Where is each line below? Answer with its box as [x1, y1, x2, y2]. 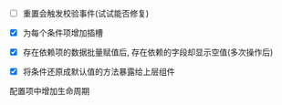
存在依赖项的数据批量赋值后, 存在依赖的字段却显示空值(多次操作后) [22, 47, 274, 58]
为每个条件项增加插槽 [22, 27, 103, 38]
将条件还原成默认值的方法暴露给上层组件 [22, 67, 175, 78]
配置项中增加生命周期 [9, 86, 89, 97]
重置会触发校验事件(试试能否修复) [22, 8, 149, 18]
